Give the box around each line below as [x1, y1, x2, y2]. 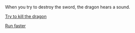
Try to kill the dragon [5, 14, 47, 19]
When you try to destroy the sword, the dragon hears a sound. [5, 4, 131, 10]
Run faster [5, 23, 26, 29]
